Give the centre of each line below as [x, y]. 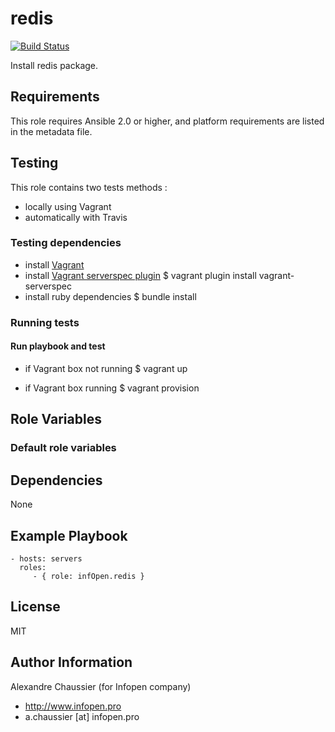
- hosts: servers [46, 558]
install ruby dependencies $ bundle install [110, 296]
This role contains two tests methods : [89, 187]
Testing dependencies [66, 243]
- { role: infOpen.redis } [88, 576]
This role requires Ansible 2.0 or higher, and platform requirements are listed [167, 121]
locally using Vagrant [68, 206]
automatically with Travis [76, 217]
